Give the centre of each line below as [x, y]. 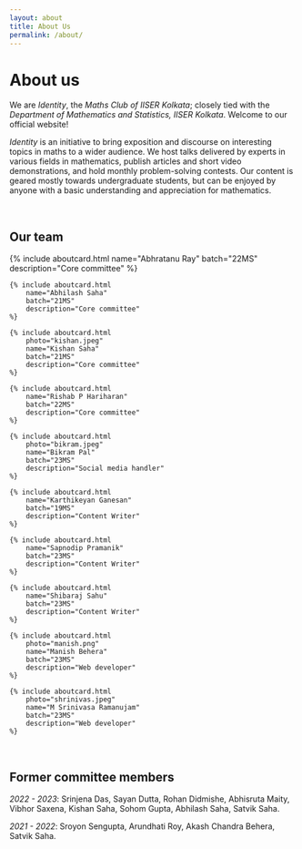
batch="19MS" [50, 508]
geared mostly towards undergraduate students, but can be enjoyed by [143, 181]
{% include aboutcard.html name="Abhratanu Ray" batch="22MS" [134, 259]
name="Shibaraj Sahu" [66, 596]
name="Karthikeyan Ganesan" [79, 501]
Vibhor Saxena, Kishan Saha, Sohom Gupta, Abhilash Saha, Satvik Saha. [145, 808]
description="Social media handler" [96, 469]
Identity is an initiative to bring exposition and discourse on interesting [141, 142]
